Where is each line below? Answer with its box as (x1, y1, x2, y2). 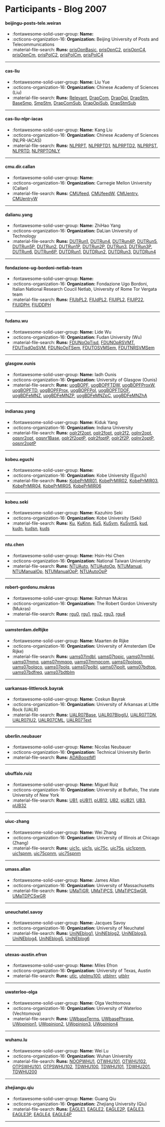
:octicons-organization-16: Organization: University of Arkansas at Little (12, 701, 159, 707)
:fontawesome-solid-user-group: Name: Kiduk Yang (12, 420, 118, 426)
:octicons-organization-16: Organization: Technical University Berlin (12, 749, 151, 755)
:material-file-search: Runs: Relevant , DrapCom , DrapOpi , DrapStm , (12, 95, 150, 101)
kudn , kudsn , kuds (12, 526, 50, 532)
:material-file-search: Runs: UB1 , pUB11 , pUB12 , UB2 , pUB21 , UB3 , (12, 797, 146, 803)
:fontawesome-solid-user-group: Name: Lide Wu (12, 329, 111, 335)
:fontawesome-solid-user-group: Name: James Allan (12, 877, 119, 883)
